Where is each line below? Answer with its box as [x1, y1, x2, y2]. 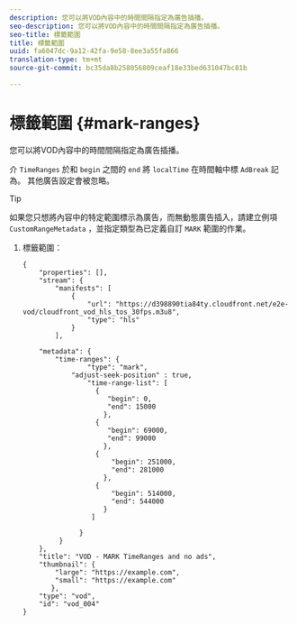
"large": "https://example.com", [55, 567, 180, 577]
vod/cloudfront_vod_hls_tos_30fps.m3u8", [22, 308, 180, 317]
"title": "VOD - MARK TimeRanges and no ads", [39, 552, 217, 561]
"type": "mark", [86, 363, 148, 372]
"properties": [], [39, 268, 108, 277]
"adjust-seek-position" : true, [70, 371, 193, 380]
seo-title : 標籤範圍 [9, 30, 81, 39]
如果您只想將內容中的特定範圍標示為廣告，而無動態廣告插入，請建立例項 [9, 211, 277, 222]
